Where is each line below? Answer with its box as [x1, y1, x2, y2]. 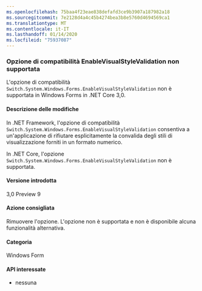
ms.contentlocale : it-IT [6, 26, 69, 32]
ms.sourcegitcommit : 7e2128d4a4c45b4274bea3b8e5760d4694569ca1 [6, 15, 170, 21]
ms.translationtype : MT [6, 20, 67, 26]
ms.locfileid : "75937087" [6, 37, 72, 43]
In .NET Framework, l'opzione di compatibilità [6, 119, 120, 126]
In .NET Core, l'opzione [6, 150, 64, 157]
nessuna [15, 279, 37, 286]
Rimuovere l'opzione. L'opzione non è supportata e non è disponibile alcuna [6, 217, 197, 225]
